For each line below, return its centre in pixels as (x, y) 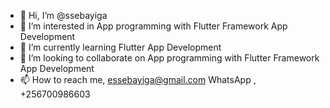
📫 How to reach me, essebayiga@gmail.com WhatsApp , (138, 79)
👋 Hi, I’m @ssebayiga (63, 15)
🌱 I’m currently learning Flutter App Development (120, 47)
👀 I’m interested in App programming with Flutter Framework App (153, 26)
